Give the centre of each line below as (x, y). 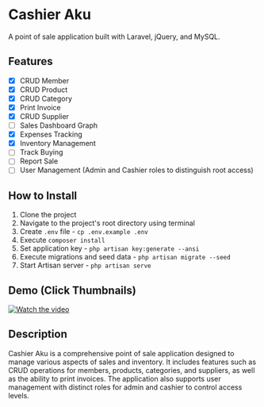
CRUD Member (44, 80)
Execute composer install (62, 240)
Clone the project (48, 215)
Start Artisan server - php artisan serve (85, 265)
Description (38, 334)
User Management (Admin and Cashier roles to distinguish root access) (136, 170)
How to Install (43, 196)
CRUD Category (46, 98)
